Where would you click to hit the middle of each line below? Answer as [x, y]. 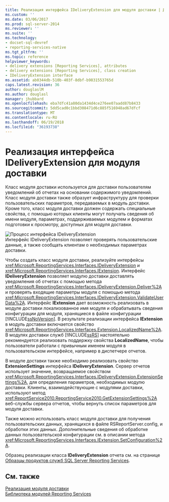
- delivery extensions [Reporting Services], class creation [71, 71]
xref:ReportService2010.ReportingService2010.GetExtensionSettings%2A [81, 398]
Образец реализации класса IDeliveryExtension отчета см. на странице [83, 455]
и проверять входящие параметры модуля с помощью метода [73, 292]
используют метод [25, 393]
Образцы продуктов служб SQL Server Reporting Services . [68, 461]
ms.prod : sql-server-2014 [32, 24]
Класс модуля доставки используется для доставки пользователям [78, 187]
